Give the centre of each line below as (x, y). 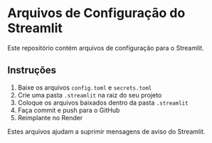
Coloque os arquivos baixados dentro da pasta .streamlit (103, 102)
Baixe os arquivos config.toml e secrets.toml (85, 88)
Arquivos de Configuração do (96, 13)
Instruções (32, 70)
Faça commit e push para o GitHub (69, 110)
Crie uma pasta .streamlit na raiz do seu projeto (90, 95)
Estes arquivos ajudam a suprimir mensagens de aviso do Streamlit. (106, 131)
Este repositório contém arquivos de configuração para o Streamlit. (106, 48)
